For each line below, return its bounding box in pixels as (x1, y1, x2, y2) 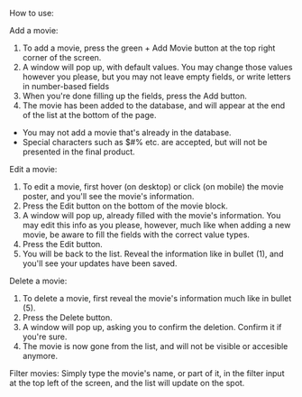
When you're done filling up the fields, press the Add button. (22, 90, 248, 101)
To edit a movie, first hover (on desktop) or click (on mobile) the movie (22, 181, 284, 192)
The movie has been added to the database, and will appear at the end (22, 100, 286, 111)
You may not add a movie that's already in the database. (22, 127, 232, 138)
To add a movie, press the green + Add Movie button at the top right (22, 42, 276, 53)
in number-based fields (22, 81, 110, 91)
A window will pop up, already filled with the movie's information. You (22, 210, 281, 220)
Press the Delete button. (22, 312, 113, 323)
